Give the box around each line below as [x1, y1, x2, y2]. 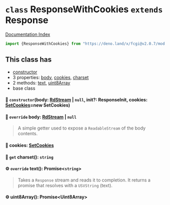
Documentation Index [5, 31, 50, 37]
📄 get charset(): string [5, 154, 53, 160]
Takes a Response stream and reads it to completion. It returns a [17, 177, 151, 183]
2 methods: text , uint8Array [12, 80, 70, 86]
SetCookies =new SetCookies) [5, 102, 70, 108]
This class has [5, 55, 52, 64]
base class [12, 85, 36, 91]
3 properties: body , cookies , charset [12, 74, 89, 80]
